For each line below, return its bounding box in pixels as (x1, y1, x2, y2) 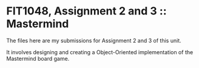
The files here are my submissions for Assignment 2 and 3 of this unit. (6, 37, 181, 44)
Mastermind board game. (6, 55, 70, 62)
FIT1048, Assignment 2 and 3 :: (6, 4, 167, 18)
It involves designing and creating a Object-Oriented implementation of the (6, 48, 194, 55)
